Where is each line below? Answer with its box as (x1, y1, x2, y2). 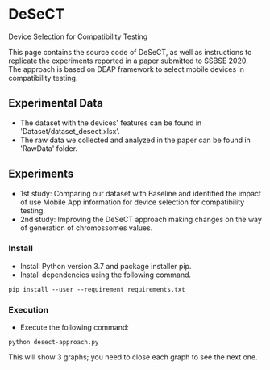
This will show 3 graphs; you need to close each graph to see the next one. (8, 352, 258, 362)
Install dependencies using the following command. (19, 270, 192, 280)
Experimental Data (8, 96, 103, 110)
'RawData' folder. (19, 143, 78, 153)
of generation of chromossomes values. (19, 223, 153, 233)
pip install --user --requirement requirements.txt (8, 285, 185, 293)
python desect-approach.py (8, 338, 99, 347)
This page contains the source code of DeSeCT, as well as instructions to (8, 47, 252, 57)
